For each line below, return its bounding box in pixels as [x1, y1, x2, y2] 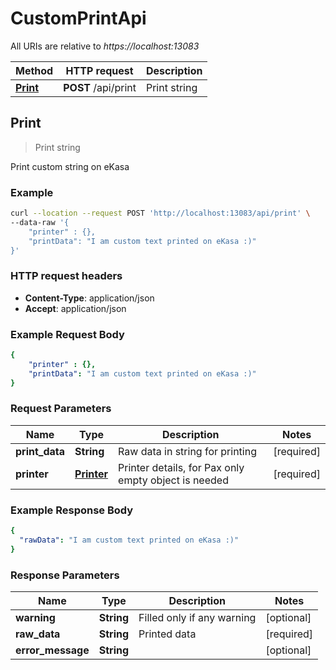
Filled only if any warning [138, 611, 257, 625]
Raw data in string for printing [118, 444, 257, 458]
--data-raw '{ [10, 217, 70, 227]
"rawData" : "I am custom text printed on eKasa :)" [19, 535, 240, 545]
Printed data [138, 627, 197, 641]
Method [15, 63, 54, 77]
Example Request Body [10, 327, 125, 341]
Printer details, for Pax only [118, 460, 245, 474]
